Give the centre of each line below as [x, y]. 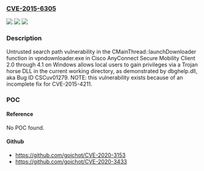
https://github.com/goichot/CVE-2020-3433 [71, 161]
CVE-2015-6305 [31, 9]
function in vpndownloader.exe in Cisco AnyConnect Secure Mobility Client [101, 58]
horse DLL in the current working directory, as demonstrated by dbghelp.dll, [102, 71]
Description [24, 38]
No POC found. [25, 127]
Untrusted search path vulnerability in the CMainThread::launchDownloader [101, 51]
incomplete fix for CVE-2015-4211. [49, 84]
